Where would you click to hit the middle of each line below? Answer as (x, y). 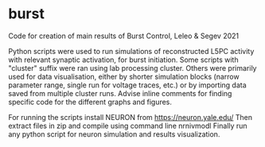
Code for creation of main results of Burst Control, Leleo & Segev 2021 (124, 36)
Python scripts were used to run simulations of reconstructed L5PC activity (131, 51)
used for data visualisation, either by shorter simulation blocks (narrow (124, 76)
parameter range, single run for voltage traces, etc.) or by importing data (127, 85)
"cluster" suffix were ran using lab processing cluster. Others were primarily (132, 68)
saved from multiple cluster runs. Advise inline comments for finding (120, 93)
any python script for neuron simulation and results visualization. (114, 134)
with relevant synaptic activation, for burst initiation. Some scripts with (123, 60)
